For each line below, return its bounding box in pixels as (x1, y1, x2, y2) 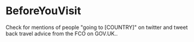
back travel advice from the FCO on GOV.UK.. (5, 30, 118, 37)
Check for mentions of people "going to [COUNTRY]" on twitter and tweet (5, 24, 188, 31)
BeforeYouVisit (5, 4, 81, 18)
